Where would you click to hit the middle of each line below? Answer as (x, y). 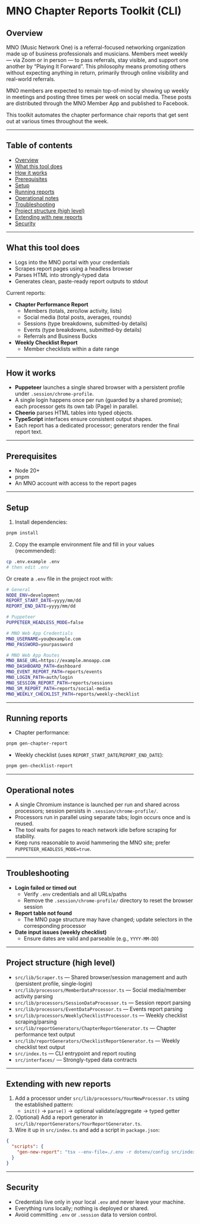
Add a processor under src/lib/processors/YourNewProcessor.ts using (102, 1098)
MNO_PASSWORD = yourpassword (40, 644)
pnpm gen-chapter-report (37, 744)
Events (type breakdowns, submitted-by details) (82, 330)
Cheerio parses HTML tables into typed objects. (74, 413)
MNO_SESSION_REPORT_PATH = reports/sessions (60, 683)
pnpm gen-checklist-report (40, 766)
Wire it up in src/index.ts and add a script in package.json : (87, 1130)
